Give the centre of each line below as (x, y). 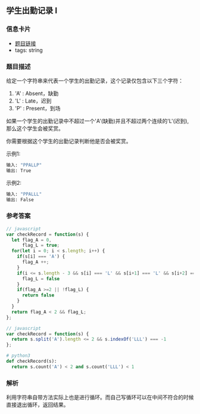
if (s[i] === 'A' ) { (41, 257)
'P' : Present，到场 (37, 108)
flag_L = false (41, 279)
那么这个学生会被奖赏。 (35, 128)
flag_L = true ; (41, 245)
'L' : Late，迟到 (33, 101)
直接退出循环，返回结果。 (37, 405)
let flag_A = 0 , (32, 240)
